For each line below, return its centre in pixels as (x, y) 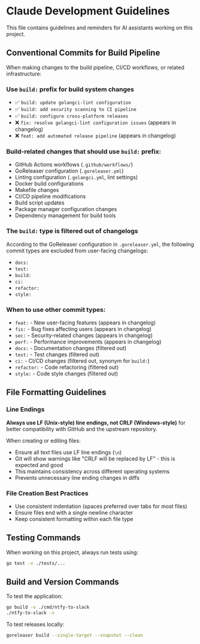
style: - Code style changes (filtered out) (66, 374)
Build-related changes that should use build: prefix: (84, 151)
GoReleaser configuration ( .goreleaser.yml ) (69, 171)
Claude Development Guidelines (88, 11)
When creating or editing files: (43, 440)
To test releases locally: (35, 624)
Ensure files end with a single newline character (74, 512)
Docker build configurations (49, 183)
